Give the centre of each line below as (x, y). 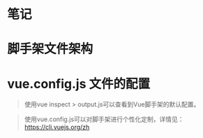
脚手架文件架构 (50, 49)
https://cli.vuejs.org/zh (57, 127)
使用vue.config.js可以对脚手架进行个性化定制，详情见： (104, 119)
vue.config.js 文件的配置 (79, 84)
